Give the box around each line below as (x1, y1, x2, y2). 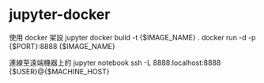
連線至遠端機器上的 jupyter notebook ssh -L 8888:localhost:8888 (9, 58, 221, 67)
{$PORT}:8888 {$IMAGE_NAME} (9, 41, 115, 51)
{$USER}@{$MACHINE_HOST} (9, 66, 110, 76)
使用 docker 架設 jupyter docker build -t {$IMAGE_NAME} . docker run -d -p (9, 32, 256, 42)
